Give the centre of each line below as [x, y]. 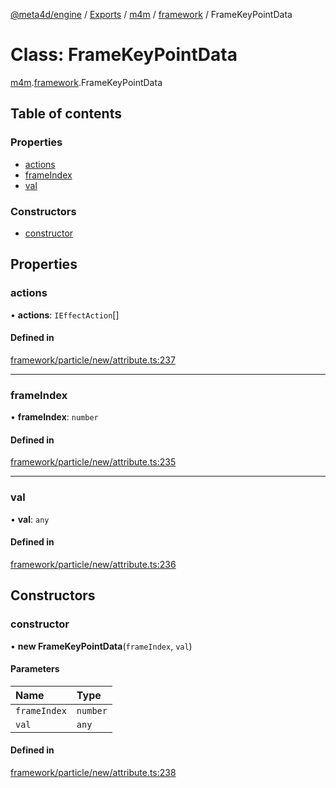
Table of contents [66, 114]
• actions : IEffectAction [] [65, 315]
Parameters [35, 669]
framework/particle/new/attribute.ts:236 [93, 564]
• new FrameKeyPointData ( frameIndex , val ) [101, 646]
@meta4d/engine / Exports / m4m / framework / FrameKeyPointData [151, 14]
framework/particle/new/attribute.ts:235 [93, 462]
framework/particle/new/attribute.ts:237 [93, 360]
